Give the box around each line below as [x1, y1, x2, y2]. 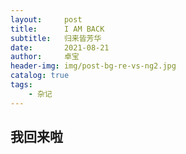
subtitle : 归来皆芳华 [10, 33, 102, 43]
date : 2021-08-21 [10, 42, 110, 53]
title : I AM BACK [10, 24, 105, 34]
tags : [10, 80, 33, 90]
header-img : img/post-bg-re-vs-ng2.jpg [10, 61, 177, 71]
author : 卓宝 [10, 52, 80, 62]
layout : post [10, 14, 83, 25]
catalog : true [10, 71, 70, 81]
